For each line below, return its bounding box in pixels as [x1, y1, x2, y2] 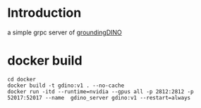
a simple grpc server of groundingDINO [7, 28, 122, 36]
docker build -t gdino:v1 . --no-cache [7, 82, 125, 89]
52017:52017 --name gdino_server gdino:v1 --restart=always [7, 94, 191, 101]
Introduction [7, 5, 82, 21]
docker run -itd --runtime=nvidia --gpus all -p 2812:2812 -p [7, 88, 194, 95]
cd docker [7, 76, 37, 83]
